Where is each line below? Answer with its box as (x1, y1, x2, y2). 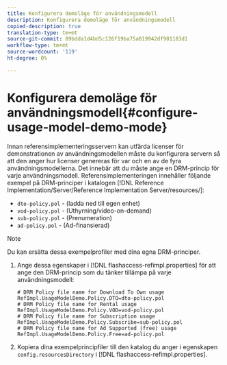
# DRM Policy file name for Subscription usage (16, 313, 155, 320)
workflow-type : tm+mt (7, 42, 69, 49)
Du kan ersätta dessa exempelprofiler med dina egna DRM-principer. (7, 248, 201, 256)
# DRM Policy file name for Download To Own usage (16, 289, 165, 296)
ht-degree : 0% (7, 55, 48, 62)
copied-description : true (7, 23, 81, 30)
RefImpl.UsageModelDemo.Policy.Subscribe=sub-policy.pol (16, 318, 183, 326)
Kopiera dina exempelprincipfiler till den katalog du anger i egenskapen (16, 342, 218, 351)
